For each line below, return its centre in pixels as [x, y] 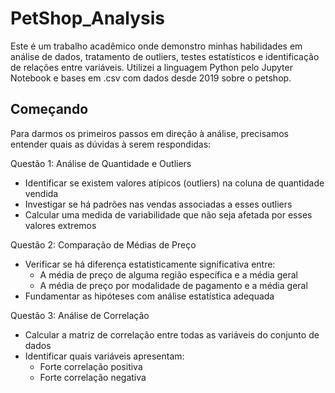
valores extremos [60, 225]
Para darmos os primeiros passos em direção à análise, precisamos [149, 133]
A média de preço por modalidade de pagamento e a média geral [173, 285]
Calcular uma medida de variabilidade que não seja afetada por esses [168, 214]
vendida [41, 193]
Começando [49, 109]
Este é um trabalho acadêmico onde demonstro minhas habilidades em [156, 46]
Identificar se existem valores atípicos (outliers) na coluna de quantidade [174, 183]
